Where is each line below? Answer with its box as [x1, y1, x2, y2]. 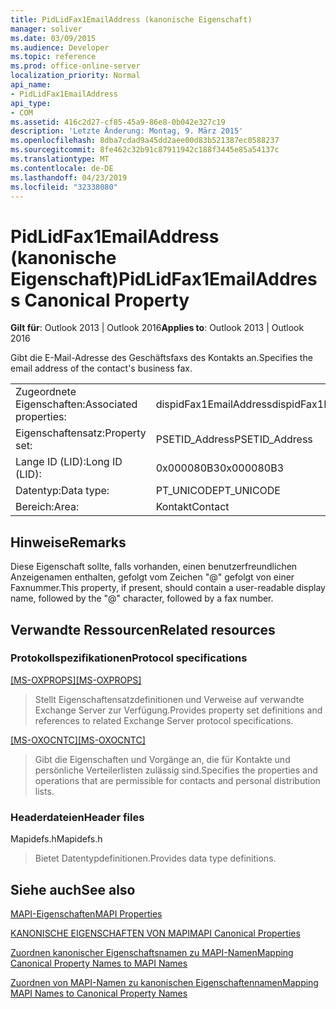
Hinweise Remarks [10, 534, 127, 551]
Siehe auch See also [10, 881, 136, 898]
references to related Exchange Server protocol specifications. [34, 714, 294, 726]
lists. [34, 785, 55, 797]
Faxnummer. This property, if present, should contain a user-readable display [10, 582, 326, 594]
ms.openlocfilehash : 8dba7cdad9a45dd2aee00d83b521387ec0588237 [10, 136, 280, 146]
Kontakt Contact [155, 500, 230, 514]
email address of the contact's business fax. [10, 362, 193, 375]
